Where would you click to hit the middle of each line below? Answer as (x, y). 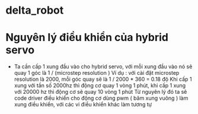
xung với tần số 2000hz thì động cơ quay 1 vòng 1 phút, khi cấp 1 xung (100, 85)
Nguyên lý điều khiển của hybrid (87, 38)
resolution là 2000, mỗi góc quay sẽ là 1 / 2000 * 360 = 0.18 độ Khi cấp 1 (103, 79)
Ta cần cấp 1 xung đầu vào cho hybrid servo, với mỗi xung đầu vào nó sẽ (103, 66)
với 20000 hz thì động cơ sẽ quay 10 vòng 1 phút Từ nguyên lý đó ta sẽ (100, 92)
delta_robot (35, 10)
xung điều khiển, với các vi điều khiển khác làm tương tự (83, 104)
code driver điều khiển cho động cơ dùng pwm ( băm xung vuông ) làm (101, 98)
